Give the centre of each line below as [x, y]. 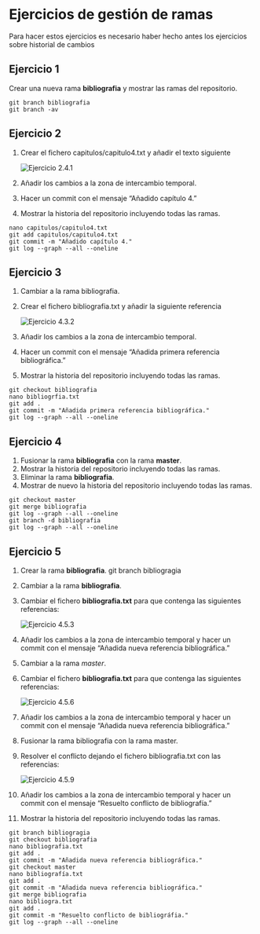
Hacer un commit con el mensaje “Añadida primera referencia [120, 352]
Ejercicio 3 [35, 272]
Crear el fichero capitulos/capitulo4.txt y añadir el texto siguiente [125, 152]
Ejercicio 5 [35, 551]
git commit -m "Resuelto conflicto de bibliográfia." [99, 915]
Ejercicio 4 [35, 441]
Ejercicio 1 [34, 70]
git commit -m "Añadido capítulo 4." [71, 241]
